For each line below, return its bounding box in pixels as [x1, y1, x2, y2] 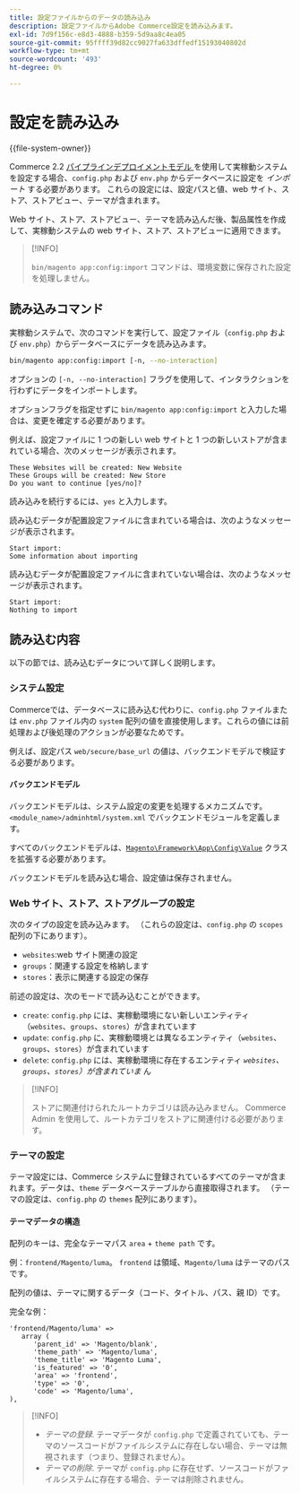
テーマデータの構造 [9, 1216, 81, 1227]
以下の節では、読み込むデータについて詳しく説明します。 [9, 657, 221, 668]
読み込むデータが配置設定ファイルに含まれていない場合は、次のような [9, 569, 269, 579]
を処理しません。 [30, 273, 95, 283]
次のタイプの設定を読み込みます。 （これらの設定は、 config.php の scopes [9, 919, 284, 930]
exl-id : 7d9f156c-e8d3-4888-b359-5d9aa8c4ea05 [9, 30, 186, 39]
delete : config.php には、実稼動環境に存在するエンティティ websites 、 [21, 1055, 284, 1065]
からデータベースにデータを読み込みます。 [55, 338, 211, 349]
